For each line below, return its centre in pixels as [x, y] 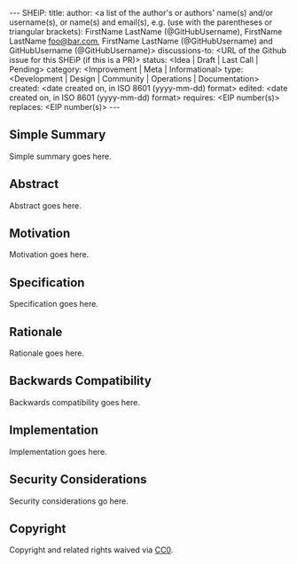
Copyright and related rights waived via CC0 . [91, 550]
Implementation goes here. [59, 451]
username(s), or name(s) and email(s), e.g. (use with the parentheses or [141, 22]
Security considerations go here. [69, 501]
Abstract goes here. [45, 205]
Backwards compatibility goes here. [74, 402]
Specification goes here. [54, 304]
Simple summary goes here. [61, 156]
